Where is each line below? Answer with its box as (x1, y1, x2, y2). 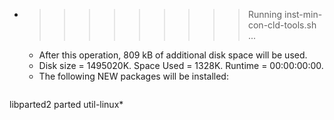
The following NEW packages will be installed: (38, 70, 229, 82)
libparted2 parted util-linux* (9, 99, 124, 110)
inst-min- (283, 9, 323, 20)
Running (247, 9, 283, 20)
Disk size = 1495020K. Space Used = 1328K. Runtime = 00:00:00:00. (38, 60, 324, 71)
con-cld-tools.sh (247, 19, 317, 31)
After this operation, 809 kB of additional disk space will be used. (38, 49, 308, 61)
